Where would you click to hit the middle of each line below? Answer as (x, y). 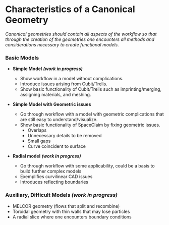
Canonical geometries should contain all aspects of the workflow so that (81, 34)
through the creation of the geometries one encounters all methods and (80, 39)
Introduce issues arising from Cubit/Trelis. (64, 84)
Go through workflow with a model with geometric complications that (92, 114)
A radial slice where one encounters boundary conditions (72, 217)
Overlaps (37, 130)
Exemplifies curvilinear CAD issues (56, 177)
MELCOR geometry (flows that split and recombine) (66, 206)
